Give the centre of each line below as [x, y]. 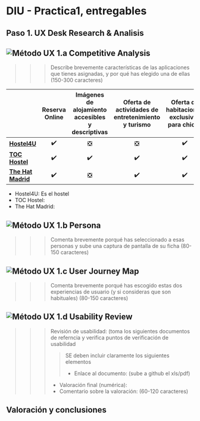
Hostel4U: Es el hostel [42, 194]
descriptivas [90, 132]
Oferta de [137, 103]
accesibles [90, 117]
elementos [78, 361]
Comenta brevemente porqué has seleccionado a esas [117, 240]
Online [54, 117]
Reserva [54, 110]
